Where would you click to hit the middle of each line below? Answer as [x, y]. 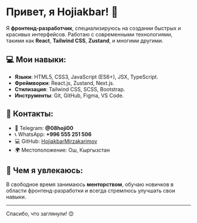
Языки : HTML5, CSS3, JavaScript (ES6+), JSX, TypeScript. [86, 77]
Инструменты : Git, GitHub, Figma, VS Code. [69, 95]
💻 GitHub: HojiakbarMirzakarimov [56, 141]
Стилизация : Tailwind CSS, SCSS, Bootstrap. [70, 89]
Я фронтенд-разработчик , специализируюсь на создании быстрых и [94, 28]
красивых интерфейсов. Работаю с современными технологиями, [89, 34]
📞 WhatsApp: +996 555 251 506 [53, 134]
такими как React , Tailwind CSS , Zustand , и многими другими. [85, 40]
